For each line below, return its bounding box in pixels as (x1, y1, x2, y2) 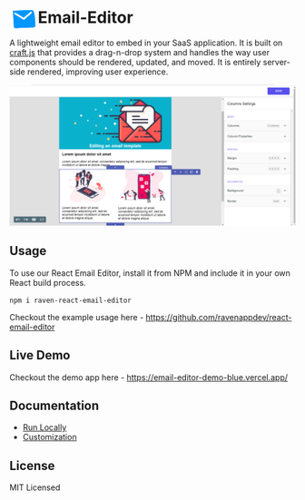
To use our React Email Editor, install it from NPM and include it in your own (9, 267, 290, 279)
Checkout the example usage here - (9, 311, 144, 322)
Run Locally (22, 422, 67, 433)
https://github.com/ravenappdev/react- (145, 311, 292, 322)
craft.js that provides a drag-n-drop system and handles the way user (9, 46, 271, 57)
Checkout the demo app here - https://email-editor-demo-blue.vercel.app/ (9, 371, 289, 383)
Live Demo (9, 348, 71, 363)
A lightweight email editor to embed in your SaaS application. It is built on (9, 37, 283, 48)
